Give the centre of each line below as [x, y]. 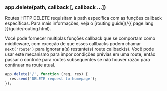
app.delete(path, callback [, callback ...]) [56, 7]
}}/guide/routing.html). [28, 29]
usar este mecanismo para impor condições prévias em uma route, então [80, 54]
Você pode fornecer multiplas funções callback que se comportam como [80, 38]
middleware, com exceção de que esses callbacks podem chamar [73, 44]
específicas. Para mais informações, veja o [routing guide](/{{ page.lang [79, 23]
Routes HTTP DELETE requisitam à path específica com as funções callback [84, 18]
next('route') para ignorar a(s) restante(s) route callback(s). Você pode [80, 49]
